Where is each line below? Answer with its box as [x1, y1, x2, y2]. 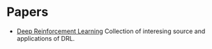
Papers [6, 4, 49, 20]
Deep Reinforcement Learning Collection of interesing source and [16, 27, 206, 35]
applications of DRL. [16, 34, 75, 42]
